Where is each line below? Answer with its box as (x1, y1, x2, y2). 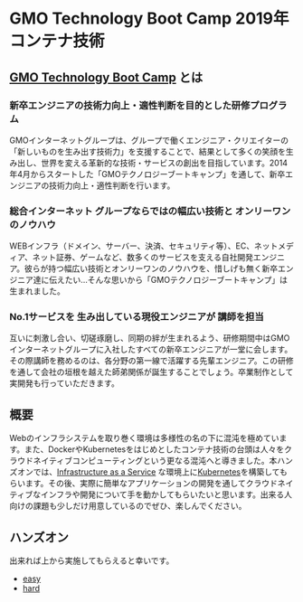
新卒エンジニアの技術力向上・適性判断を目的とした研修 (9, 99, 251, 111)
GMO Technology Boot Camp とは (9, 70, 204, 85)
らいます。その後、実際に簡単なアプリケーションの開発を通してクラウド (9, 478, 278, 489)
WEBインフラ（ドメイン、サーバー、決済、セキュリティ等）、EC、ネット (9, 240, 279, 251)
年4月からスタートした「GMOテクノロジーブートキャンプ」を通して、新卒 (9, 168, 286, 179)
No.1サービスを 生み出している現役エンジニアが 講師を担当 (9, 311, 264, 324)
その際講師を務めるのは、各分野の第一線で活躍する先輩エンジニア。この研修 (9, 355, 294, 366)
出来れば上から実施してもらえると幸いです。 (9, 555, 175, 566)
